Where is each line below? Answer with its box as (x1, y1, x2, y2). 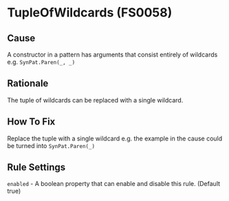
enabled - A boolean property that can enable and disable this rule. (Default (7, 180, 221, 188)
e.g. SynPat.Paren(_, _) (7, 58, 76, 66)
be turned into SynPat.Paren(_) (7, 141, 95, 149)
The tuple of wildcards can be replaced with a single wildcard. (7, 96, 184, 104)
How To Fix (7, 116, 56, 128)
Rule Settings (7, 162, 66, 173)
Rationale (7, 78, 49, 89)
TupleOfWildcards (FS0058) (7, 5, 173, 21)
